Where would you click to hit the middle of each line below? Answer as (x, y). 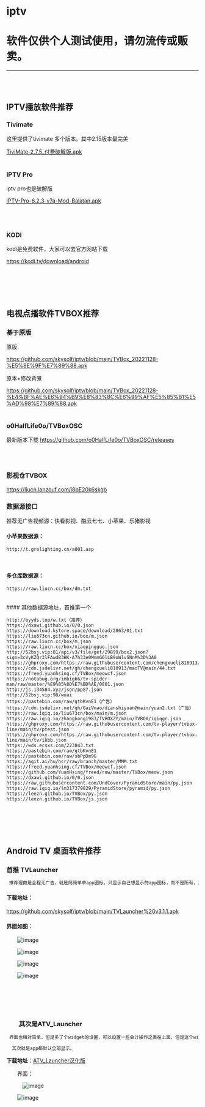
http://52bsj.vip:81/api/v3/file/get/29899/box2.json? (77, 652)
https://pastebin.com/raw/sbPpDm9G (52, 756)
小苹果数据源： (25, 536)
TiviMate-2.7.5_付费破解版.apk (44, 152)
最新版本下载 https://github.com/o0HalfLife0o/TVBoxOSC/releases (90, 440)
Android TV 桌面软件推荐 (54, 851)
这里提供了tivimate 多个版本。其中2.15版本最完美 (67, 138)
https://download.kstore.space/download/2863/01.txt (75, 631)
